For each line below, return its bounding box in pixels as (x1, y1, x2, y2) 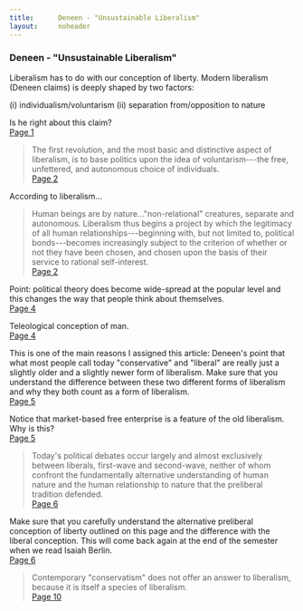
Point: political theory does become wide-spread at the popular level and (9, 283, 281, 295)
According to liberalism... (9, 190, 102, 201)
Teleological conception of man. (9, 320, 129, 331)
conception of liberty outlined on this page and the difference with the (9, 525, 270, 536)
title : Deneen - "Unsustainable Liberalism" (9, 13, 201, 23)
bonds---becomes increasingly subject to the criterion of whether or (31, 237, 288, 247)
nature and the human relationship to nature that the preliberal (31, 479, 263, 490)
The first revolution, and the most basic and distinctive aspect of (31, 144, 272, 155)
